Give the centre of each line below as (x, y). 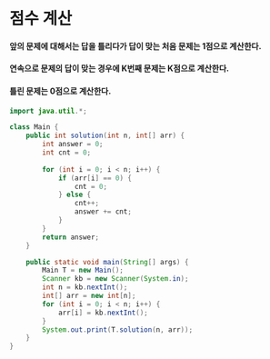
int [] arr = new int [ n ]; (89, 296)
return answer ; (71, 237)
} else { (75, 195)
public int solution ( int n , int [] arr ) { (105, 136)
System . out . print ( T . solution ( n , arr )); (118, 329)
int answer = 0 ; (73, 145)
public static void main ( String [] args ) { (107, 262)
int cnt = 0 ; (67, 153)
